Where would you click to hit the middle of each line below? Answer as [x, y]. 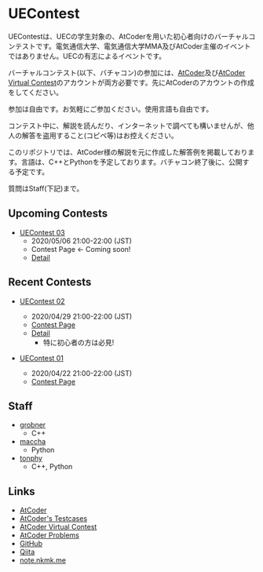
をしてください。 [36, 92]
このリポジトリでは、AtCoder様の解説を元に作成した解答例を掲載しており [128, 152]
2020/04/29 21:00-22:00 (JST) [82, 316]
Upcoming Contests [58, 214]
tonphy [31, 458]
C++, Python [52, 467]
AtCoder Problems [49, 535]
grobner [33, 425]
